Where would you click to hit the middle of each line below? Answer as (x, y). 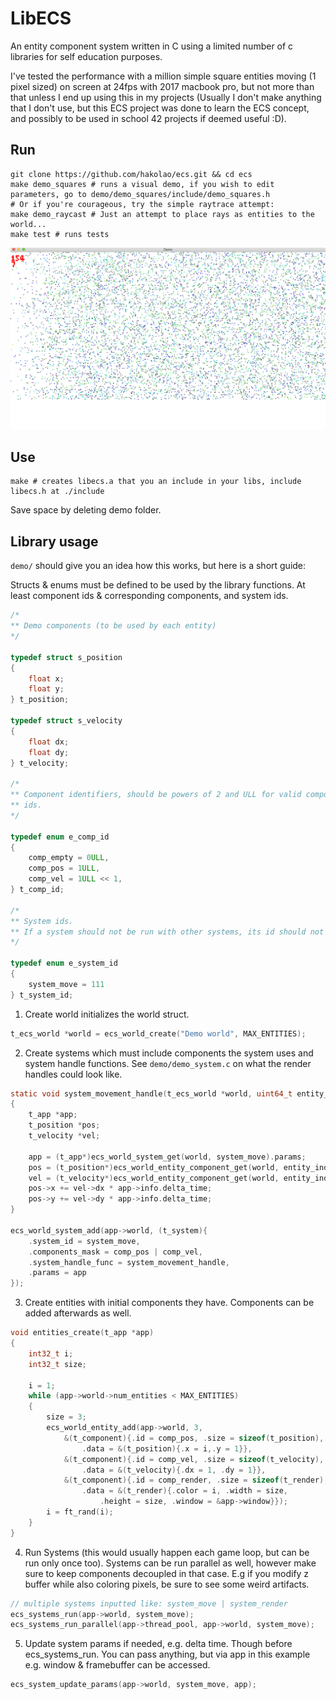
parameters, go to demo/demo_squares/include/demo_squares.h (140, 194)
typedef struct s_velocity (66, 721)
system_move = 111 (66, 984)
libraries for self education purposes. (86, 56)
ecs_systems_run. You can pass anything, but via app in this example (167, 1654)
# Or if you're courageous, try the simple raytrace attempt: (142, 204)
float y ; (46, 689)
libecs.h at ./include (57, 492)
